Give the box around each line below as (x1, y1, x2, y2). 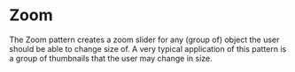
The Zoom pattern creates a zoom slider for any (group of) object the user (9, 34, 280, 45)
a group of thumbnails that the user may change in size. (9, 53, 213, 63)
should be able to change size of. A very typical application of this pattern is (9, 43, 287, 54)
